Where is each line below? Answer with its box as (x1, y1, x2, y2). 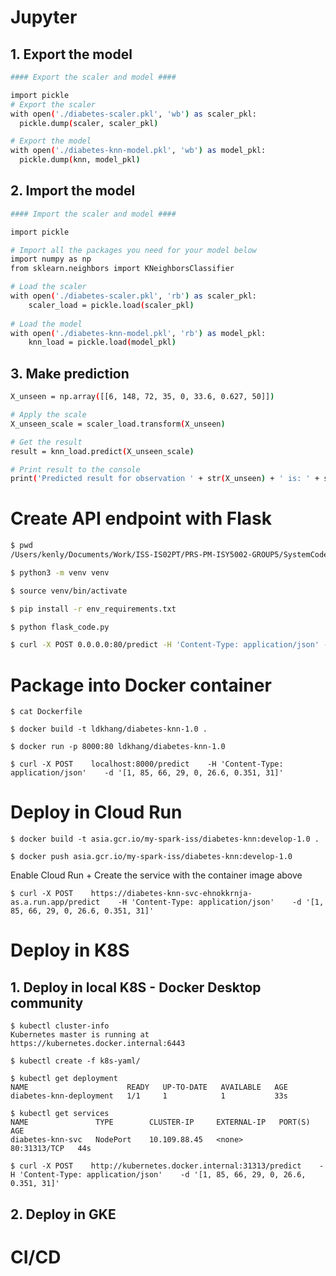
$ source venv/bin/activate (10, 586, 128, 596)
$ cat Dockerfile (10, 707, 83, 717)
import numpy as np (10, 254, 92, 265)
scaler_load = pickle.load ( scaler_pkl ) (28, 300, 195, 310)
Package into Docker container (10, 674, 272, 696)
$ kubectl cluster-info (10, 1021, 110, 1031)
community (10, 994, 84, 1011)
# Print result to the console (10, 464, 141, 475)
